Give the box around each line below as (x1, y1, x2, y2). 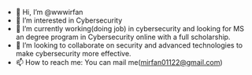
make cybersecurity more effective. (15, 49, 132, 58)
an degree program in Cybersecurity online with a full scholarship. (15, 32, 231, 41)
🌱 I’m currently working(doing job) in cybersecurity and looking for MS (15, 24, 244, 33)
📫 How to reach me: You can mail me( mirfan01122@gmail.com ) (15, 58, 223, 66)
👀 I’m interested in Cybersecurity (15, 16, 123, 25)
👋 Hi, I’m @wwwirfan (15, 8, 83, 16)
